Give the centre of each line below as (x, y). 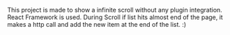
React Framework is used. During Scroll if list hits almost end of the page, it (115, 17)
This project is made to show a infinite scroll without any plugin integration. (115, 10)
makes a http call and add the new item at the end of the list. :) (97, 24)
